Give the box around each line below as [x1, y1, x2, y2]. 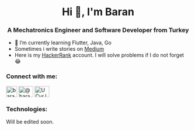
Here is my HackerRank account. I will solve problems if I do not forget [14, 52, 184, 59]
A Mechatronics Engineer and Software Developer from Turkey [7, 26, 189, 34]
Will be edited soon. [6, 118, 54, 125]
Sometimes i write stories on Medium [14, 45, 104, 52]
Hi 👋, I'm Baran [62, 5, 134, 19]
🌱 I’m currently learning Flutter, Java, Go [14, 39, 112, 46]
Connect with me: [6, 72, 58, 80]
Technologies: [6, 105, 48, 113]
